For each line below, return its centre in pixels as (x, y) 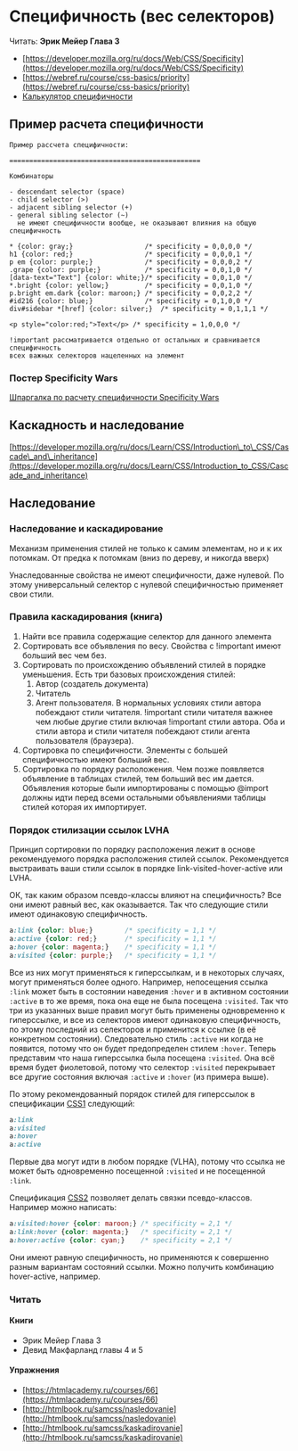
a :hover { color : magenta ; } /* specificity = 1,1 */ (113, 947)
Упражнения (34, 1370)
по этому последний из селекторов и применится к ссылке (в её (133, 1029)
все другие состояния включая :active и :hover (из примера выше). (139, 1076)
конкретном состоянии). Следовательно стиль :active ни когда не (137, 1039)
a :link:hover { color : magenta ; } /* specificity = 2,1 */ (121, 1233)
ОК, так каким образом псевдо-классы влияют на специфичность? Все (145, 895)
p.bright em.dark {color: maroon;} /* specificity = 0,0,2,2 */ (131, 293)
